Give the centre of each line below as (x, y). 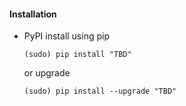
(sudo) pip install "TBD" (77, 55)
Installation (33, 14)
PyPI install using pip (66, 36)
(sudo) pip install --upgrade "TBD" (100, 91)
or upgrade (47, 73)
